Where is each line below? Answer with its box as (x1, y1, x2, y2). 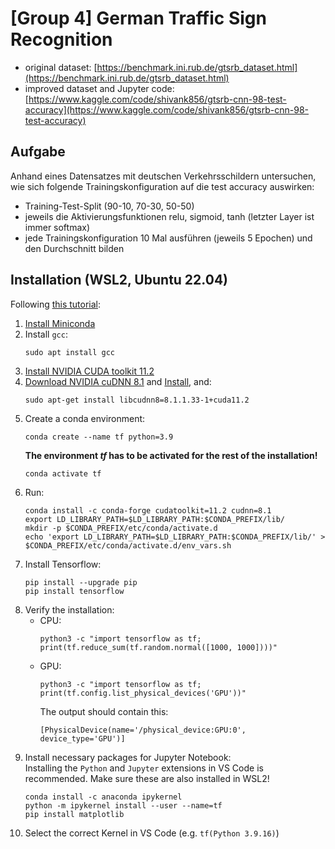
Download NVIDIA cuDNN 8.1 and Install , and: (24, 375, 212, 387)
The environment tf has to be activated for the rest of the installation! (24, 449, 318, 461)
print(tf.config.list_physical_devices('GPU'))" (39, 688, 247, 698)
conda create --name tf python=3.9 (24, 432, 174, 442)
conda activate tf (24, 468, 102, 479)
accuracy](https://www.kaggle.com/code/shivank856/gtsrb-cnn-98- (24, 103, 309, 116)
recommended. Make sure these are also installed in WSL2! (24, 772, 270, 784)
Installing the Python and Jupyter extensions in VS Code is (24, 762, 264, 774)
